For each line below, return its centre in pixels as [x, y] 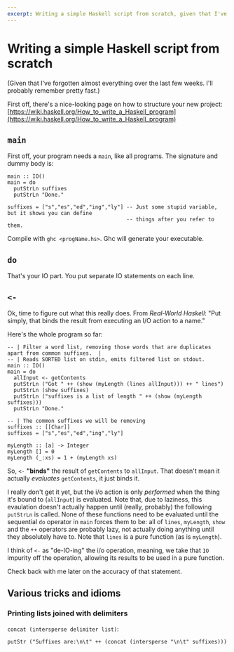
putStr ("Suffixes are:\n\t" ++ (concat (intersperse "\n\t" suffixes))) [117, 641]
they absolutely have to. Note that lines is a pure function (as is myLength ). [115, 537]
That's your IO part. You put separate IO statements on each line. [101, 276]
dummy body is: [30, 164]
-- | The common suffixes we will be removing [76, 421]
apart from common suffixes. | [54, 353]
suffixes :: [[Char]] [39, 427]
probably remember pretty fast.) [54, 90]
